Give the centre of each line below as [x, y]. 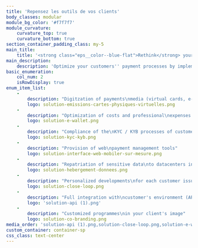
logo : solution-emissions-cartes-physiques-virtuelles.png [101, 104]
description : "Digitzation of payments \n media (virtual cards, [106, 99]
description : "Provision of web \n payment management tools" [103, 148]
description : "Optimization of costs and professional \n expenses [109, 115]
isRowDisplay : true [41, 83]
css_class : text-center [35, 236]
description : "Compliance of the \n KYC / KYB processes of [100, 132]
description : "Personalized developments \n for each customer [104, 181]
